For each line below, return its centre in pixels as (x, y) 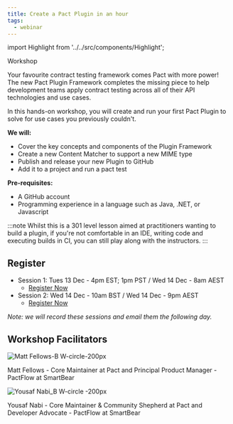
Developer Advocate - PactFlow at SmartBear (74, 413)
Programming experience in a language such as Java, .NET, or (109, 204)
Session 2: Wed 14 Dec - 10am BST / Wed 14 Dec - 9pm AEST (108, 295)
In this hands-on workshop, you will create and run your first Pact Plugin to (117, 112)
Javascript (33, 212)
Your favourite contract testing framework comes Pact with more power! (113, 75)
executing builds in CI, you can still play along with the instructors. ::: (108, 241)
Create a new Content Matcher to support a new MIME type (105, 154)
